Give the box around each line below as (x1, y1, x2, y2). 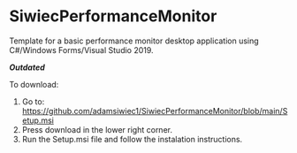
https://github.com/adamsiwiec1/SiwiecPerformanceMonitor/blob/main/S (21, 105, 288, 116)
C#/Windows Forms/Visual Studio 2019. (9, 44, 154, 55)
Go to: (21, 96, 45, 107)
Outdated (9, 62, 46, 73)
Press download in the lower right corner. (21, 124, 172, 134)
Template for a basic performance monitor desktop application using (9, 35, 259, 46)
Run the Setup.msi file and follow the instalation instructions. (21, 134, 243, 144)
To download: (9, 79, 59, 89)
